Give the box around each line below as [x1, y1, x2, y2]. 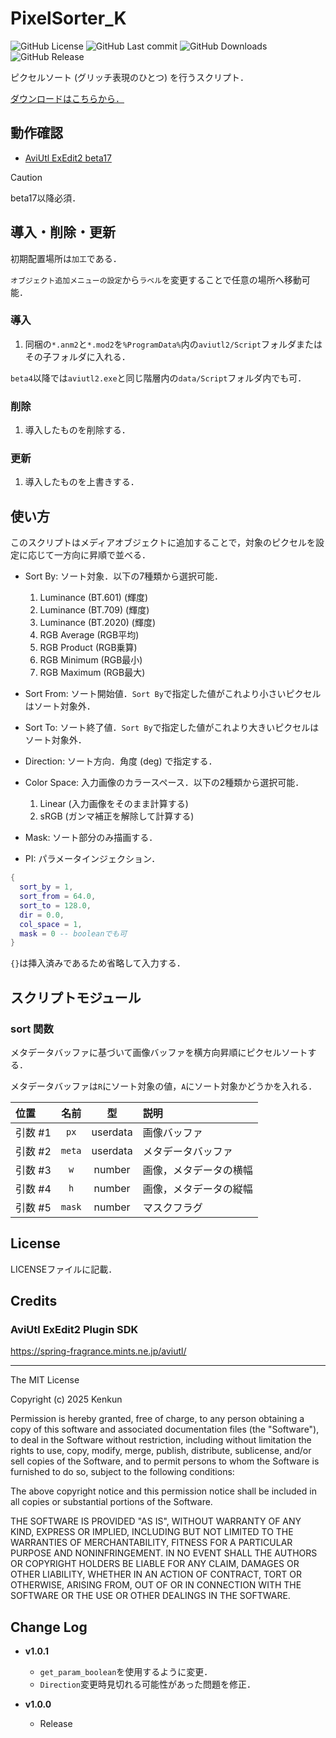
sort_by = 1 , [19, 882, 74, 892]
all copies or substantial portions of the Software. [10, 1496, 213, 1508]
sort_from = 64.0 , [19, 892, 97, 902]
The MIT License [10, 1374, 80, 1386]
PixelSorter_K [10, 7, 127, 30]
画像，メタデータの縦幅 [142, 1182, 253, 1196]
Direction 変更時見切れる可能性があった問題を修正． [39, 1678, 257, 1691]
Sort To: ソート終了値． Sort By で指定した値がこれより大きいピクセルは [24, 722, 320, 734]
